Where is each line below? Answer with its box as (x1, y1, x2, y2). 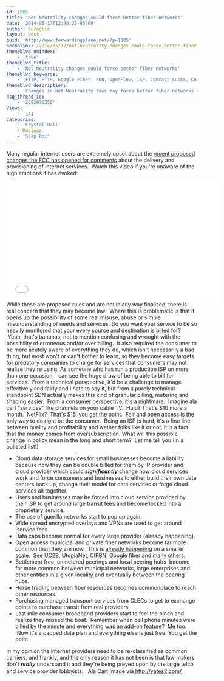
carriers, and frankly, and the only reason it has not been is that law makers (6, 654, 195, 661)
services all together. (15, 487, 68, 494)
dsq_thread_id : (6, 94, 45, 100)
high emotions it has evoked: (6, 169, 78, 176)
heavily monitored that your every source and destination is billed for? (6, 327, 181, 334)
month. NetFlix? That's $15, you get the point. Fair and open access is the (6, 410, 194, 418)
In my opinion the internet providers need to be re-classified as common (6, 647, 188, 654)
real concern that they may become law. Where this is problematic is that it (6, 307, 195, 314)
